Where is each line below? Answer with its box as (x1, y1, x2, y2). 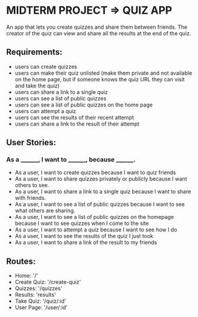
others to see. (14, 182, 50, 189)
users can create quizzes (14, 63, 78, 70)
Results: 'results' (14, 291, 56, 298)
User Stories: (6, 138, 56, 148)
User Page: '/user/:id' (14, 304, 68, 311)
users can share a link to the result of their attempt (14, 120, 139, 127)
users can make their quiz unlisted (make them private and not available (14, 69, 193, 77)
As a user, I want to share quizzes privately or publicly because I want (14, 175, 187, 182)
